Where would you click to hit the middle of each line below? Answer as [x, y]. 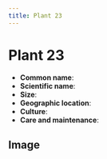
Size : [28, 94]
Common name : [47, 78]
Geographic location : [55, 103]
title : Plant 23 [35, 16]
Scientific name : [48, 85]
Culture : [34, 111]
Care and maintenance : [59, 120]
